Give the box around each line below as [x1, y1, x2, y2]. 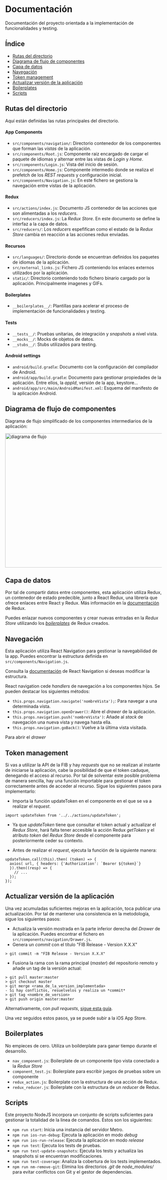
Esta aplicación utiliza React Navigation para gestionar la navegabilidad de [5, 648, 158, 654]
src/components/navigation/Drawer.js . [12, 936, 92, 942]
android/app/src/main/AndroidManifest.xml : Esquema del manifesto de [12, 385, 159, 391]
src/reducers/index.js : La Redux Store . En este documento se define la [12, 215, 160, 221]
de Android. [12, 369, 37, 375]
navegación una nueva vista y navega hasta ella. [12, 719, 112, 726]
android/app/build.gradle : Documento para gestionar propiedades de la [12, 374, 162, 380]
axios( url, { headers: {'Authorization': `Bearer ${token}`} [9, 861, 141, 867]
